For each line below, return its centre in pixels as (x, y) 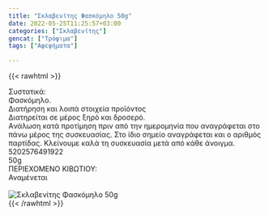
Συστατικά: (27, 92)
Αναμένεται (28, 178)
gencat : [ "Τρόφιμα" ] (43, 38)
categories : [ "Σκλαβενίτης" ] (58, 31)
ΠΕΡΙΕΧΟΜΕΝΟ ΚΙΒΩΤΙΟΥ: (53, 169)
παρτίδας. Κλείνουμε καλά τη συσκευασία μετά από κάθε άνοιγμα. (122, 143)
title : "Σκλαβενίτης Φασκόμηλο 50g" (70, 16)
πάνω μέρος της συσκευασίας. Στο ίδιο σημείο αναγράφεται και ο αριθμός (135, 135)
